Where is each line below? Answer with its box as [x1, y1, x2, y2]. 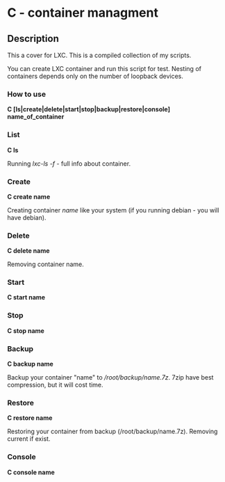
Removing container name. [7, 260, 85, 269]
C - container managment [7, 5, 158, 21]
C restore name [7, 414, 53, 422]
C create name [7, 192, 51, 201]
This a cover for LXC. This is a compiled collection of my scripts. [7, 51, 192, 59]
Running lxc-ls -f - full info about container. [7, 159, 131, 168]
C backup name [7, 360, 53, 368]
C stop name [7, 326, 45, 335]
